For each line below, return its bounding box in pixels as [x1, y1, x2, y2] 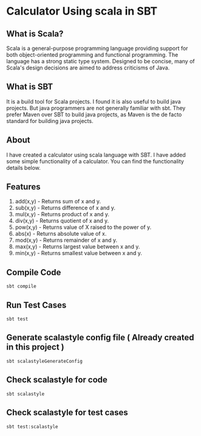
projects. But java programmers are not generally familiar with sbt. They [6, 104, 186, 111]
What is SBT [6, 82, 53, 92]
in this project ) [6, 342, 65, 353]
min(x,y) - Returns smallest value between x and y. [15, 250, 143, 257]
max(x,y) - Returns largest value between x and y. [15, 243, 140, 250]
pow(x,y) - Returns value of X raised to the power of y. [15, 223, 152, 231]
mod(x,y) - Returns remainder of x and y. [15, 236, 117, 244]
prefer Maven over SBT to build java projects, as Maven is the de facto [6, 111, 182, 118]
